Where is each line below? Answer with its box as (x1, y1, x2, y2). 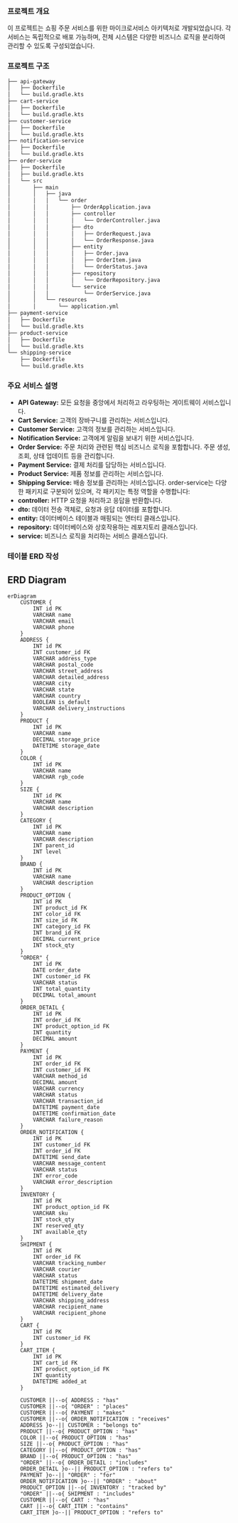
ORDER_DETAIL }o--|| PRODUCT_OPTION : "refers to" (20, 1465, 173, 1472)
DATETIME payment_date (33, 1104, 100, 1111)
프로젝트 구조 (7, 61, 50, 71)
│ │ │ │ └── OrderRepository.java (7, 276, 161, 284)
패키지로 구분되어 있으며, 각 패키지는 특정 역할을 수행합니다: (25, 487, 190, 496)
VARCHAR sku (33, 1210, 69, 1217)
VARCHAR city (33, 680, 72, 687)
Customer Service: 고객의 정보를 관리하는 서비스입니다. (17, 425, 175, 434)
